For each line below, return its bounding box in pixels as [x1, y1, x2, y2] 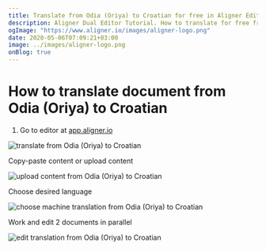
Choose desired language [8, 187, 93, 196]
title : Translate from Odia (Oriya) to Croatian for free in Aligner [8, 11, 243, 20]
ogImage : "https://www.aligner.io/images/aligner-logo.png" [8, 26, 211, 34]
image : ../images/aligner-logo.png [8, 41, 126, 49]
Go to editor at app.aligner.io [19, 125, 113, 134]
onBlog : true [8, 48, 51, 56]
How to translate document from [8, 82, 226, 100]
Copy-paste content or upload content [8, 156, 134, 165]
